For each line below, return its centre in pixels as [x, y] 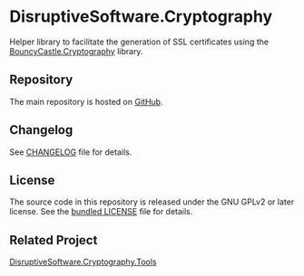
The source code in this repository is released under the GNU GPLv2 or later [152, 202]
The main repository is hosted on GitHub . [86, 101]
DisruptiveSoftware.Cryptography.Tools [83, 262]
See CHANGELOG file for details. [71, 152]
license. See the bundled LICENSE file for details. [101, 212]
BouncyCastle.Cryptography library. [76, 51]
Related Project [54, 240]
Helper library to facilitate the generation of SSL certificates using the [139, 42]
